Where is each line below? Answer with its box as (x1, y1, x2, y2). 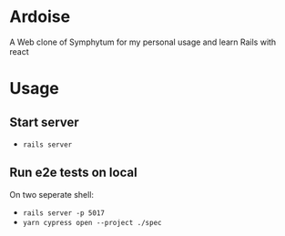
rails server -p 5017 (22, 208, 105, 218)
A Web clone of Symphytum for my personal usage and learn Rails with (9, 36, 277, 47)
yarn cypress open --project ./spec (22, 218, 162, 227)
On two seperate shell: (9, 189, 94, 200)
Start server (9, 114, 79, 129)
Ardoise (9, 6, 71, 27)
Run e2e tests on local (9, 165, 138, 180)
